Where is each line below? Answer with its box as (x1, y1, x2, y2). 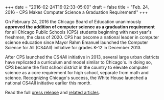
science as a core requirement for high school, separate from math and (5, 70, 149, 75)
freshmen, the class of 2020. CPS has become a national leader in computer (5, 34, 159, 40)
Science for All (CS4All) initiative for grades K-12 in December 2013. (5, 45, 142, 50)
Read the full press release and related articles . (5, 90, 100, 95)
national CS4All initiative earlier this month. (5, 80, 92, 86)
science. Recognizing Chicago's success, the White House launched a (5, 75, 147, 80)
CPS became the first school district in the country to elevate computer (5, 64, 149, 70)
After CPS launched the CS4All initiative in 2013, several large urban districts (5, 54, 160, 60)
